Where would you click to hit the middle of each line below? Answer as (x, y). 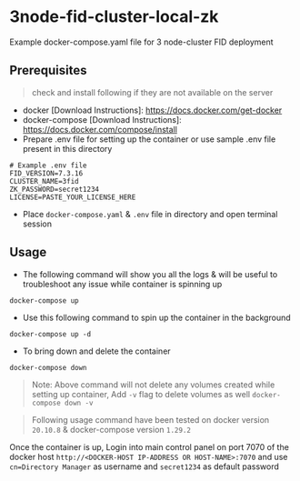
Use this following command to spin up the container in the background (156, 317)
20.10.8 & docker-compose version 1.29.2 (111, 429)
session (37, 224)
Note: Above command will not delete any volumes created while (153, 385)
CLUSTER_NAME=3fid (44, 181)
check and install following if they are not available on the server (152, 92)
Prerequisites (48, 70)
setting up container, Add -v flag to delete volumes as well (141, 394)
